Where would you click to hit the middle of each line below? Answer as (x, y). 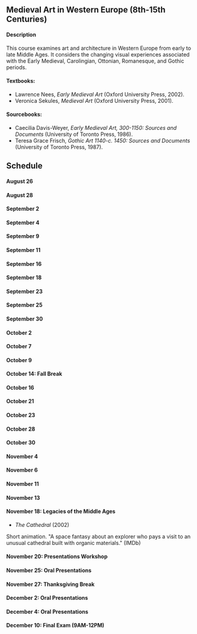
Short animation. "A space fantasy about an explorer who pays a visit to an (98, 536)
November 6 (22, 470)
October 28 (21, 429)
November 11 (23, 484)
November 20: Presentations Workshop (57, 556)
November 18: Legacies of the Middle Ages (61, 511)
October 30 (21, 443)
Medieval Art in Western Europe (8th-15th (86, 10)
